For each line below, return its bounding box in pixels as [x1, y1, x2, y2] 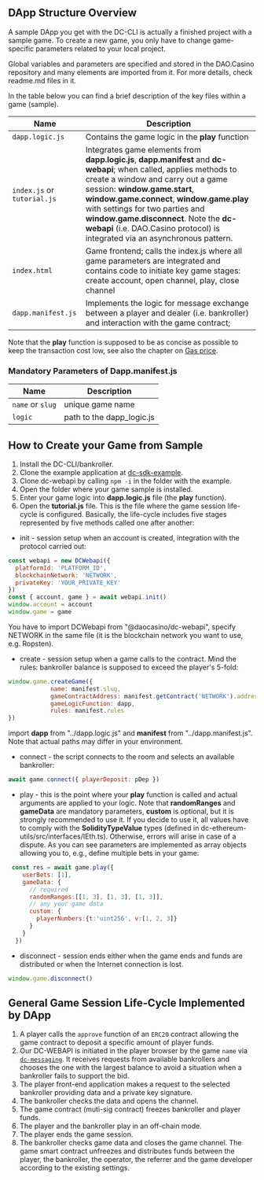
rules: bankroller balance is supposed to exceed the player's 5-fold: [19, 662, 239, 672]
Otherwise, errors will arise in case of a [109, 832, 236, 841]
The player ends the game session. [19, 1130, 134, 1139]
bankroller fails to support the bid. [19, 1071, 130, 1081]
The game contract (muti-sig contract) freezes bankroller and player [19, 1104, 241, 1114]
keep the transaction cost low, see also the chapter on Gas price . [8, 345, 218, 355]
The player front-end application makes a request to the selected [19, 1079, 230, 1089]
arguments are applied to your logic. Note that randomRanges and [19, 798, 236, 808]
